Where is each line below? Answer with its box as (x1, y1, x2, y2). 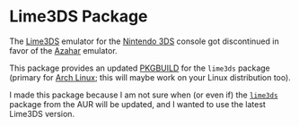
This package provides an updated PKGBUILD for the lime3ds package (9, 63, 271, 73)
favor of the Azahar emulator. (9, 45, 119, 55)
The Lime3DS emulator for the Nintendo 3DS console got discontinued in (9, 36, 280, 46)
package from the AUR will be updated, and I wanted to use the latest (9, 98, 267, 109)
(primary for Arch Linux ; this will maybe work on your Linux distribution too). (9, 71, 292, 82)
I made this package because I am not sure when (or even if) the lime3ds (9, 89, 278, 100)
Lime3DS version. (9, 108, 75, 119)
